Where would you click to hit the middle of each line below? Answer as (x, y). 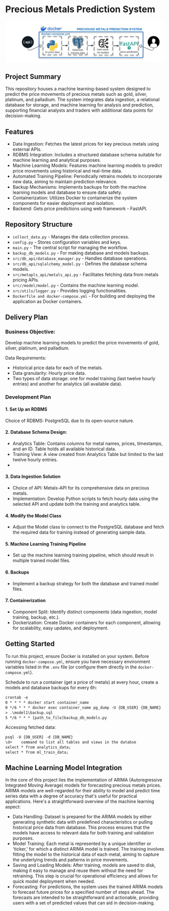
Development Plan (28, 397)
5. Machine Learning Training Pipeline (46, 544)
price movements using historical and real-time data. (67, 170)
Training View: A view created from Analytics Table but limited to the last (88, 454)
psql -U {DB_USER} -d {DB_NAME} (39, 737)
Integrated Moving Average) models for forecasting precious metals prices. (83, 785)
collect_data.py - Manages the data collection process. (71, 236)
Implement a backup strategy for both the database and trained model (86, 583)
